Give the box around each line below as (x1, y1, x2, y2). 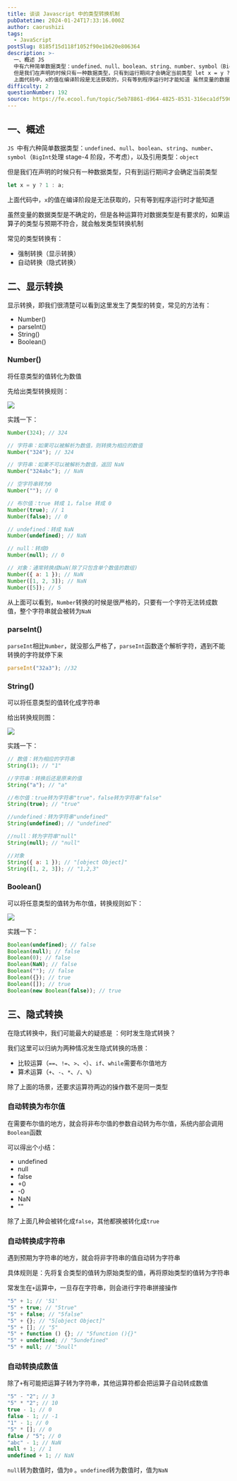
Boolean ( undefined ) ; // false (7, 941, 97, 948)
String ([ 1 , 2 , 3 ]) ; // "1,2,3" (7, 865, 99, 872)
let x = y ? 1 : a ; (7, 182, 65, 189)
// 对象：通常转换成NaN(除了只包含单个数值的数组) (7, 564, 138, 572)
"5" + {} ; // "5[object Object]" (7, 1317, 106, 1324)
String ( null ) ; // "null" (7, 839, 80, 846)
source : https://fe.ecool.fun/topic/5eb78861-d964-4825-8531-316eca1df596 (7, 96, 232, 103)
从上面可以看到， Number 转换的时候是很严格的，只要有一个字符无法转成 (7, 597, 212, 606)
